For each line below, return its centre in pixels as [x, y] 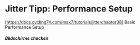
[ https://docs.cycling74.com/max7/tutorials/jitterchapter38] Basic [70, 22]
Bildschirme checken [27, 38]
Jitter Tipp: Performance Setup [69, 9]
